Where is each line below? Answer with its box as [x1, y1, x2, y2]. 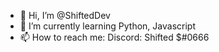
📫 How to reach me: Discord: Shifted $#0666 [19, 31, 210, 43]
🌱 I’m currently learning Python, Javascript [19, 20, 196, 32]
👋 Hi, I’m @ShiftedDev [19, 10, 111, 21]
